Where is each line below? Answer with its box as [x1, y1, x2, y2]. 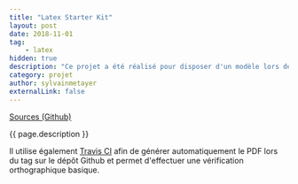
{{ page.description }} [9, 128, 90, 139]
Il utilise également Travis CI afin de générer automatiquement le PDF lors [9, 145, 278, 156]
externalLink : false [9, 87, 86, 96]
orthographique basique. [9, 165, 100, 175]
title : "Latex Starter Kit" [9, 12, 114, 22]
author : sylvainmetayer [9, 79, 98, 88]
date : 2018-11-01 [9, 29, 74, 38]
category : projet [9, 71, 74, 80]
